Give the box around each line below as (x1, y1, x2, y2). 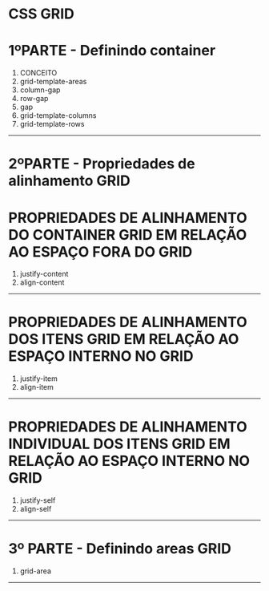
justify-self (19, 496, 56, 505)
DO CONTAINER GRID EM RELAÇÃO (8, 225, 247, 244)
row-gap (19, 94, 49, 103)
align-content (19, 277, 65, 287)
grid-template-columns (19, 111, 97, 120)
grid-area (19, 566, 52, 576)
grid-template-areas (19, 77, 87, 87)
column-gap (19, 85, 61, 95)
